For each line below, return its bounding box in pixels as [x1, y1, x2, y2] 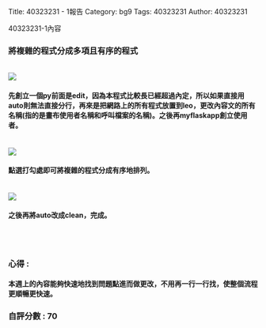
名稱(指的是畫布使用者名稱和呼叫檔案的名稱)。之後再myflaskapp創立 [8, 110, 234, 120]
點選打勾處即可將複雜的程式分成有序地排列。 [8, 165, 154, 175]
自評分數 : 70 [8, 311, 58, 322]
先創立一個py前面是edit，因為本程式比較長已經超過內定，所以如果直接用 [8, 90, 245, 100]
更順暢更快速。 [8, 289, 57, 299]
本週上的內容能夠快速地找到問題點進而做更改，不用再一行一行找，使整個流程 [8, 279, 258, 288]
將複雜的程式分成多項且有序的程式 [8, 45, 139, 56]
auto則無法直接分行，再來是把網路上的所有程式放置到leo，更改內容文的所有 [8, 100, 256, 110]
